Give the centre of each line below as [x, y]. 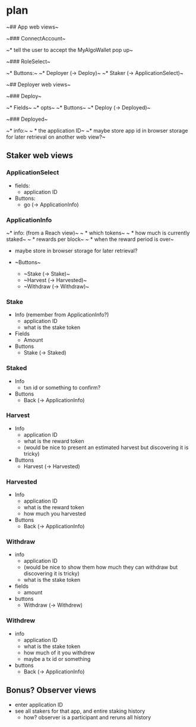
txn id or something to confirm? [62, 387]
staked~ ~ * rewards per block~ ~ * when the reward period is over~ [90, 239]
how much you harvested [55, 514]
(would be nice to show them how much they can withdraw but [101, 567]
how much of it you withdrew [59, 653]
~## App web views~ [32, 27]
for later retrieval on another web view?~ [56, 137]
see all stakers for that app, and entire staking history [80, 711]
